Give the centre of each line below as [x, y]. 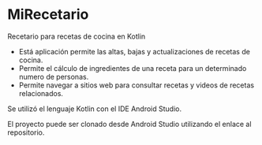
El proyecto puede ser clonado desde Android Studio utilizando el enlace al [129, 124]
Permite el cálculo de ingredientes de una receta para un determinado [133, 68]
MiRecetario [48, 15]
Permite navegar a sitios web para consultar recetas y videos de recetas [136, 85]
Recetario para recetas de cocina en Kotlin [77, 36]
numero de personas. [54, 76]
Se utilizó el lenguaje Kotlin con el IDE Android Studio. [95, 109]
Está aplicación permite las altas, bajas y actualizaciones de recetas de [134, 51]
